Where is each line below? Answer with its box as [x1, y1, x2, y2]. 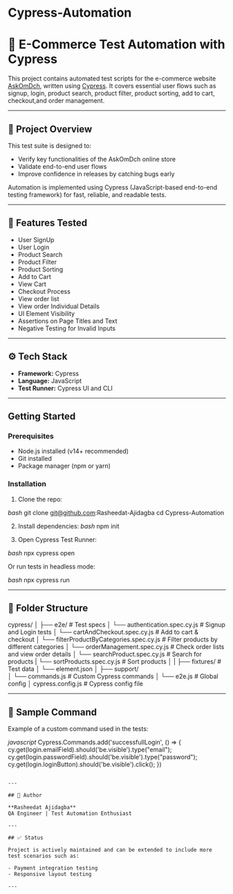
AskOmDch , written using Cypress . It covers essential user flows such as [8, 82, 216, 90]
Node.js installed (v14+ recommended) [17, 447, 129, 455]
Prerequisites [8, 431, 54, 441]
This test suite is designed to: [8, 141, 92, 150]
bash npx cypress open [8, 548, 75, 557]
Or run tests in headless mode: [8, 562, 95, 571]
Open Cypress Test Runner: [17, 535, 97, 543]
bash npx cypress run [8, 575, 70, 584]
